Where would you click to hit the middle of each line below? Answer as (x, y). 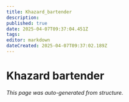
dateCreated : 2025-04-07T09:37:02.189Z (57, 46)
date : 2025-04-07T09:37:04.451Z (47, 29)
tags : (13, 35)
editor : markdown (28, 40)
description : (23, 18)
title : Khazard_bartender (39, 12)
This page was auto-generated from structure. (65, 92)
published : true (27, 23)
